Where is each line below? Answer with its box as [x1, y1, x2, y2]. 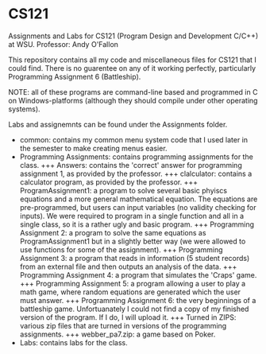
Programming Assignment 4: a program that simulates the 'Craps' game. [19, 270, 257, 279]
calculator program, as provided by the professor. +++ [19, 177, 199, 187]
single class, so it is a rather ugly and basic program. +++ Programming [19, 220, 255, 229]
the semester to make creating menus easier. [19, 143, 168, 153]
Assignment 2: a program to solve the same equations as [19, 228, 206, 237]
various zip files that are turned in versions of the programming [19, 321, 227, 330]
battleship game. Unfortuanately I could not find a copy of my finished [19, 304, 249, 313]
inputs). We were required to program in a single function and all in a [19, 211, 245, 220]
